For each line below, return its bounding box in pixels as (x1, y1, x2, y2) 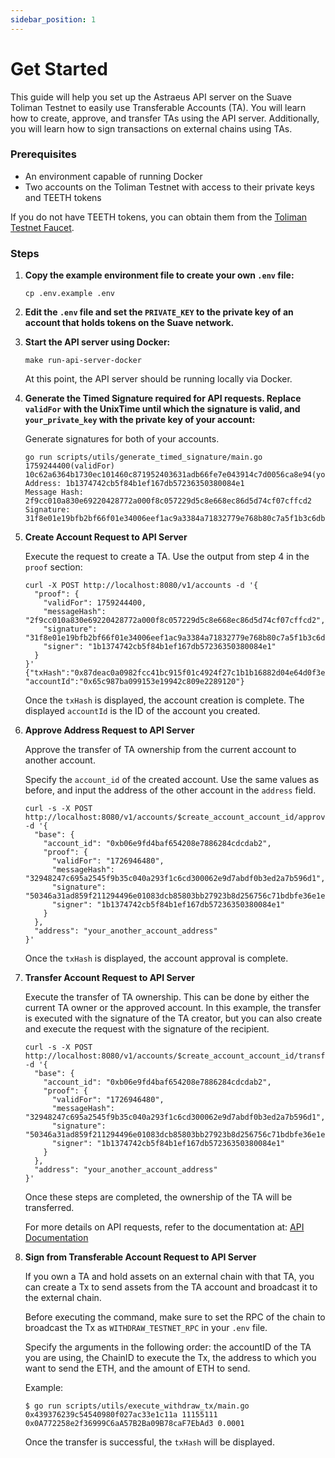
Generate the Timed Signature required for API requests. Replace (24, 392, 302, 405)
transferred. (24, 1202, 75, 1214)
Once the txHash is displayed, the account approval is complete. (24, 952, 289, 965)
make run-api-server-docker (24, 356, 142, 366)
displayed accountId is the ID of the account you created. (24, 705, 261, 717)
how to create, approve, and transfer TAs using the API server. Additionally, (10, 112, 320, 124)
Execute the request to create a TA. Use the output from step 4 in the (24, 551, 310, 563)
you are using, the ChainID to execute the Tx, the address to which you (24, 1352, 317, 1364)
